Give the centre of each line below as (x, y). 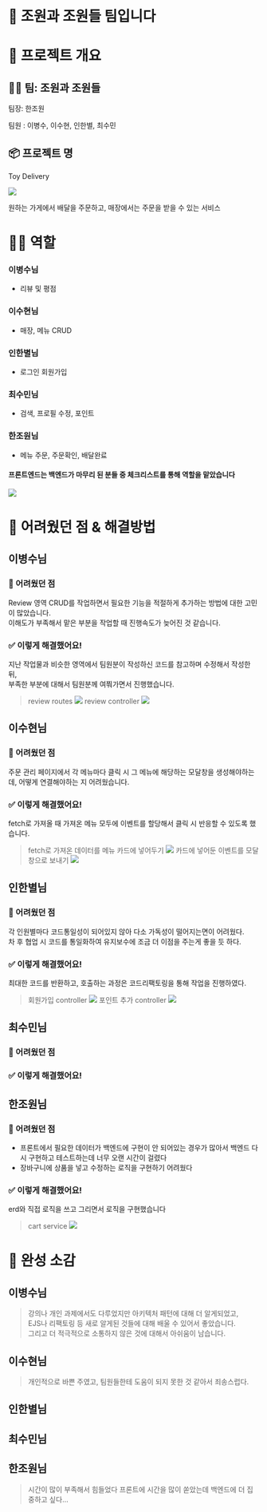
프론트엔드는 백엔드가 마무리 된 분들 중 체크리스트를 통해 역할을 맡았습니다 (122, 475)
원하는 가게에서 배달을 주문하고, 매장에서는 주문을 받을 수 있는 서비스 (114, 208)
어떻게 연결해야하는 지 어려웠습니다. (74, 782)
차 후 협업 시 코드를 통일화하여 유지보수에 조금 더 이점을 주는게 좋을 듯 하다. (125, 941)
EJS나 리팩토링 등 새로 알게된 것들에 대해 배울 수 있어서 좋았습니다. (132, 1324)
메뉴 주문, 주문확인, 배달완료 (63, 455)
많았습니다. (34, 612)
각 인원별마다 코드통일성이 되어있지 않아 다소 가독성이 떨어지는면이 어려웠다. (126, 932)
